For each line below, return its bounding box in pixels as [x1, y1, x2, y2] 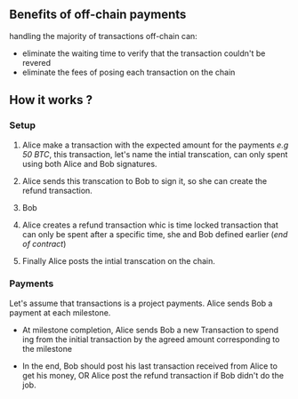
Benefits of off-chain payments [9, 7, 187, 22]
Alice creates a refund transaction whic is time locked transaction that [21, 219, 278, 230]
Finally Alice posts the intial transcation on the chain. [21, 255, 216, 266]
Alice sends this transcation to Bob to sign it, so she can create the [21, 175, 268, 186]
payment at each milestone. [9, 307, 111, 318]
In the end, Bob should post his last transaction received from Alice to [21, 360, 278, 371]
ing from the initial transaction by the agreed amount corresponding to [21, 333, 280, 345]
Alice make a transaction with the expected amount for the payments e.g [21, 140, 289, 150]
